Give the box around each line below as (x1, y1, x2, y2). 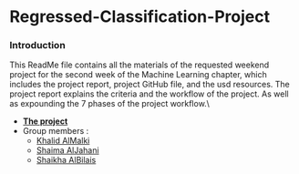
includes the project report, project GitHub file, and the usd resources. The (9, 79, 290, 90)
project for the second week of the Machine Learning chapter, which (9, 69, 267, 80)
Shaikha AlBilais (36, 155, 97, 166)
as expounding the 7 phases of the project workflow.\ (9, 98, 210, 109)
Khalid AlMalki (36, 135, 90, 147)
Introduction (9, 39, 66, 52)
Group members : (22, 126, 89, 137)
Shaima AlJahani (36, 145, 99, 156)
